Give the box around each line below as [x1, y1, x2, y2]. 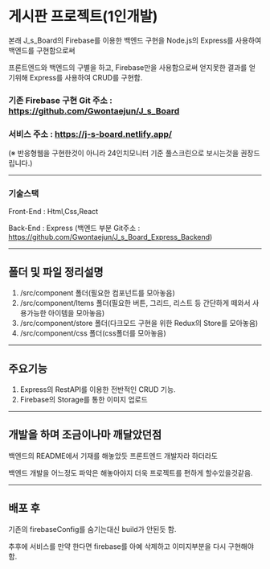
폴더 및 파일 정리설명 [8, 265, 104, 278]
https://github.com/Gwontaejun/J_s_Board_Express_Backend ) [8, 233, 213, 242]
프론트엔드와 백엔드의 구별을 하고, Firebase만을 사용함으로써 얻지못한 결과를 [8, 62, 247, 72]
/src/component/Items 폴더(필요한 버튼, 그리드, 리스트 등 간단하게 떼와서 [19, 299, 251, 308]
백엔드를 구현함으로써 [8, 45, 76, 55]
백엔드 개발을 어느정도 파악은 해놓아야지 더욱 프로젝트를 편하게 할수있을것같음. [8, 468, 253, 477]
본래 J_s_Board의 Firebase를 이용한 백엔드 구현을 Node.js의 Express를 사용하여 [8, 35, 262, 45]
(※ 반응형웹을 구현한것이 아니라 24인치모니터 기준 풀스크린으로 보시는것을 [8, 148, 239, 158]
